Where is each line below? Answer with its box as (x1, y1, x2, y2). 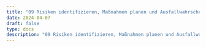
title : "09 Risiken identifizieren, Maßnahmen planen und (6, 9, 158, 15)
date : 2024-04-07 (6, 15, 51, 21)
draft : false (6, 20, 40, 26)
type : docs (6, 26, 34, 32)
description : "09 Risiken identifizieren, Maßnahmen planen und (6, 32, 174, 38)
